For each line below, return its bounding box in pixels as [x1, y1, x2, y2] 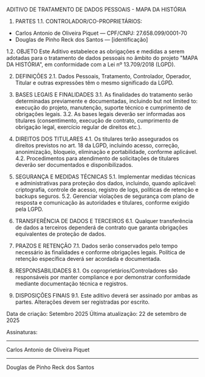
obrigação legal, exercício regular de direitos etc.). [15, 123, 142, 131]
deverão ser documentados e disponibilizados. [15, 161, 133, 168]
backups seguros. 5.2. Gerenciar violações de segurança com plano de [15, 192, 195, 200]
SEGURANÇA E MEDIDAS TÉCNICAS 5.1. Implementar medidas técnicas [15, 173, 196, 180]
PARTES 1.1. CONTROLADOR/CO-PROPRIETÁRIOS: [15, 18, 142, 24]
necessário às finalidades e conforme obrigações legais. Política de [15, 249, 185, 256]
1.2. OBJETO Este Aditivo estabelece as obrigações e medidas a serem [6, 48, 185, 55]
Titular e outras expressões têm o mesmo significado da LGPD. [15, 79, 174, 86]
